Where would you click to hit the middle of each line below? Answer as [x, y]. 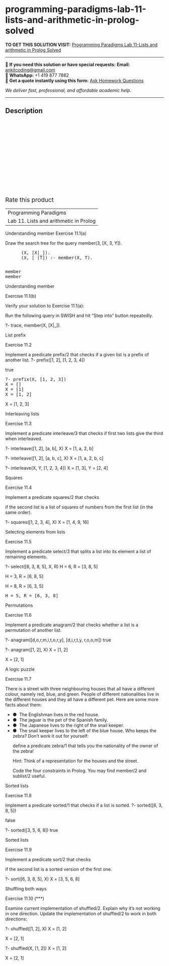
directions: [16, 919]
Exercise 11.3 [18, 423]
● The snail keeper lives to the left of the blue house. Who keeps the [84, 730]
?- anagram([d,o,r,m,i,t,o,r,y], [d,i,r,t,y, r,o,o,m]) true [58, 640]
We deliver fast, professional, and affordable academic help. [68, 90]
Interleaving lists [22, 414]
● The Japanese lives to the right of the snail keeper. [68, 725]
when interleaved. [24, 438]
